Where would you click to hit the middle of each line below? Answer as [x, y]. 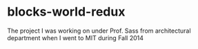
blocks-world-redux [66, 12]
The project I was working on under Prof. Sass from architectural [99, 31]
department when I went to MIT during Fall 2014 [75, 37]
